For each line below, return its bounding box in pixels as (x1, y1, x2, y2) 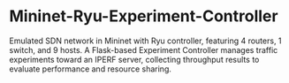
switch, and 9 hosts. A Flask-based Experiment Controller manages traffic (9, 44, 278, 55)
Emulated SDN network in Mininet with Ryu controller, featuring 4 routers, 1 (9, 35, 282, 46)
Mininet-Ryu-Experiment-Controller (9, 6, 278, 26)
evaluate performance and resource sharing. (9, 64, 172, 74)
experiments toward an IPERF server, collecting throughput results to (9, 54, 260, 64)
